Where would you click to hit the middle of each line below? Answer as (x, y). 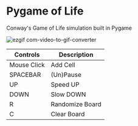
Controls (27, 55)
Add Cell (63, 65)
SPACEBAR (25, 75)
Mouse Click (27, 65)
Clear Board (68, 114)
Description (76, 55)
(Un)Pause (66, 75)
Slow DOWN (68, 94)
